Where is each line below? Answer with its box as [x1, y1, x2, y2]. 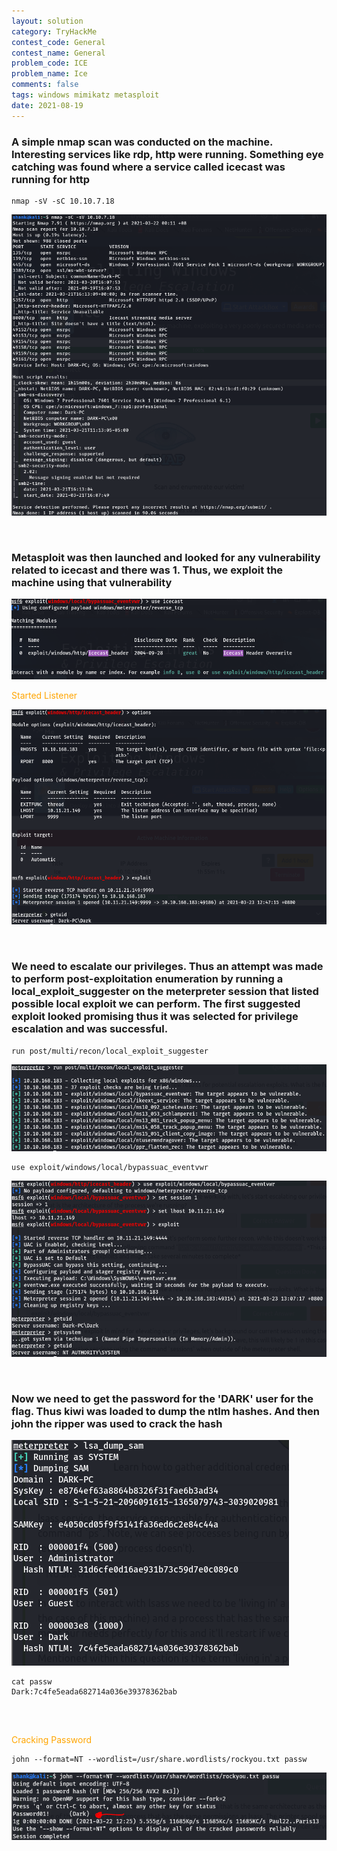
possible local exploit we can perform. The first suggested [11, 997, 301, 1011]
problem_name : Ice [11, 69, 88, 79]
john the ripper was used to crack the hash [11, 1416, 223, 1430]
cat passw [11, 1676, 53, 1687]
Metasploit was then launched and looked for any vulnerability [11, 550, 321, 564]
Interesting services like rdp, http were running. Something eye [11, 147, 324, 161]
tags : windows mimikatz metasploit [11, 90, 160, 100]
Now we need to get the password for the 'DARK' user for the [11, 1391, 314, 1405]
